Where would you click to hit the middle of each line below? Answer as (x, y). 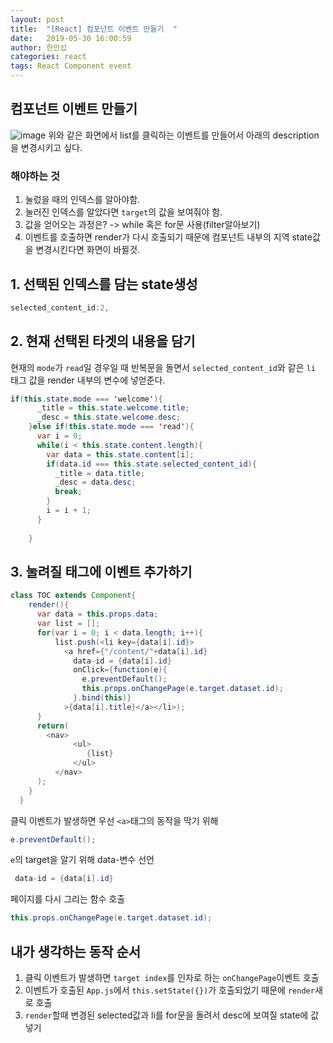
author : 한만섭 (39, 47)
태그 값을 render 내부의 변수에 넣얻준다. (88, 380)
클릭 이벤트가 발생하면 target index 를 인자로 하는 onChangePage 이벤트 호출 (172, 977)
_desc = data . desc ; (95, 482)
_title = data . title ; (99, 473)
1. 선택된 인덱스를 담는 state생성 (104, 284)
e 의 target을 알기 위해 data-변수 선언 (82, 860)
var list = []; (68, 624)
